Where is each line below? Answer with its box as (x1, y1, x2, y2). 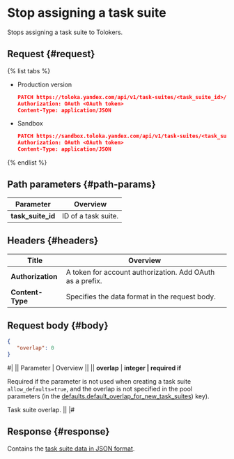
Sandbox (17, 119, 43, 128)
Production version (17, 80, 72, 89)
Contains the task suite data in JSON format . (7, 444, 135, 453)
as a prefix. (65, 276, 102, 285)
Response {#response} (7, 426, 110, 437)
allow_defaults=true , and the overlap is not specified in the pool (7, 385, 193, 393)
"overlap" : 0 (16, 345, 54, 352)
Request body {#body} (7, 319, 109, 332)
